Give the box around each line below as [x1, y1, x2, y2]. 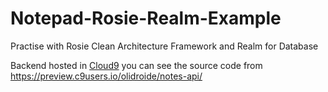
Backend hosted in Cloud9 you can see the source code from [10, 59, 263, 71]
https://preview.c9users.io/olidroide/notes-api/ [10, 70, 203, 82]
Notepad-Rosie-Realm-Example [10, 7, 282, 30]
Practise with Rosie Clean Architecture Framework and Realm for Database [10, 40, 319, 52]
